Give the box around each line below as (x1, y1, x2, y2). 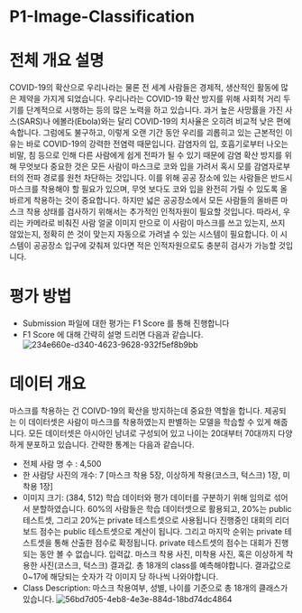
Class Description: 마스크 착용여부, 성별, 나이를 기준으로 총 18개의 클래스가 (22, 582, 288, 593)
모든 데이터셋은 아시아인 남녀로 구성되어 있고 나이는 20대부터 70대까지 (28, 428, 277, 439)
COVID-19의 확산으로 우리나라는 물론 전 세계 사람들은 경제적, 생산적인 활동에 (9, 82, 279, 93)
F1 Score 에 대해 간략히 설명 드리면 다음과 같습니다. (22, 330, 204, 340)
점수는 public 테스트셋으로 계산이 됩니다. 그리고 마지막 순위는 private (39, 526, 282, 536)
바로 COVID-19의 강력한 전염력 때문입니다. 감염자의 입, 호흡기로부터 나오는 (25, 138, 288, 150)
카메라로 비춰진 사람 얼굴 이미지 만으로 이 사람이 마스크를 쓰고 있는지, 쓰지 (25, 218, 286, 228)
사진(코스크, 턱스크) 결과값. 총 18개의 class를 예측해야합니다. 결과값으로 (39, 560, 291, 571)
